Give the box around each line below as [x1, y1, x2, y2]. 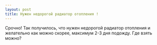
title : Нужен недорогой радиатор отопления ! [5, 12, 98, 16]
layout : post [5, 7, 31, 12]
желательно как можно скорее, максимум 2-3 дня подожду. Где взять [5, 30, 153, 36]
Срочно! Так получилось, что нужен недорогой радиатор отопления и [5, 25, 151, 30]
